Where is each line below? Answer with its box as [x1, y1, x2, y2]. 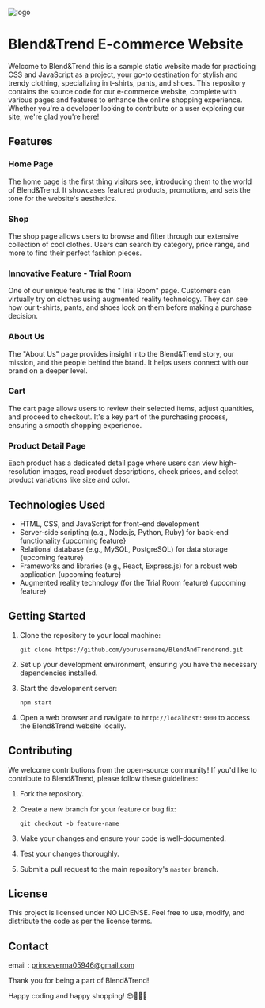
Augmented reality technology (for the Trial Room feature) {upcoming [19, 578, 247, 587]
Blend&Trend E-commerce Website [8, 36, 244, 53]
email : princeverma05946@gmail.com [8, 960, 135, 970]
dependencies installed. [19, 668, 98, 678]
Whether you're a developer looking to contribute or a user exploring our [8, 103, 245, 113]
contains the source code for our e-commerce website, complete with [8, 86, 237, 96]
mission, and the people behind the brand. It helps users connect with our [8, 357, 249, 367]
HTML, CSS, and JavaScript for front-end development [19, 519, 199, 529]
